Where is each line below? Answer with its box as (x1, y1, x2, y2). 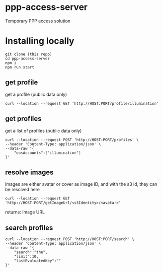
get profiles (5, 115, 42, 123)
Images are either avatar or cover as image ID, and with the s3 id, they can (5, 181, 158, 187)
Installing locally (5, 35, 75, 47)
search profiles (5, 223, 53, 232)
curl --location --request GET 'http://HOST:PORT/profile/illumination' (5, 101, 159, 106)
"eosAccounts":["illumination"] (14, 150, 81, 155)
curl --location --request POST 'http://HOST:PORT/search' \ (5, 237, 135, 242)
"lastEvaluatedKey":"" (14, 259, 61, 264)
